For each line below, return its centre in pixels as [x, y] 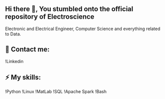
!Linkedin [14, 61]
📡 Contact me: [27, 49]
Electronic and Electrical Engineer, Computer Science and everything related [83, 29]
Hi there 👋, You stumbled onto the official [69, 9]
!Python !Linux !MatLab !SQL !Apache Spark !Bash [56, 92]
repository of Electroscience [50, 17]
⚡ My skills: [23, 78]
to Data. [13, 34]
